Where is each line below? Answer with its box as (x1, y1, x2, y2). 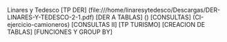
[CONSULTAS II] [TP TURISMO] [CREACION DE (71, 21, 206, 28)
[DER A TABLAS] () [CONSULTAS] (95, 13, 192, 21)
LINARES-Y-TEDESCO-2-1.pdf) (7, 13, 95, 21)
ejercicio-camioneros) (7, 21, 70, 28)
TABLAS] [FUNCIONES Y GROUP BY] (7, 28, 112, 36)
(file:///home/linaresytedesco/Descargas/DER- (88, 6, 221, 14)
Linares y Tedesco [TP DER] (7, 6, 87, 14)
